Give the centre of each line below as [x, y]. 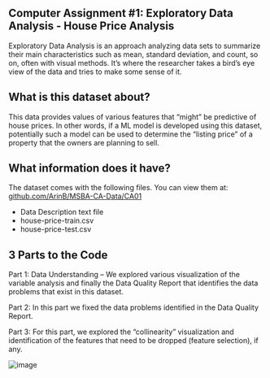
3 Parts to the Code [58, 255]
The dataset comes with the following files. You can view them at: [118, 188]
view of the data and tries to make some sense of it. [95, 72]
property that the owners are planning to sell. [84, 142]
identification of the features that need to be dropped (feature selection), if [133, 341]
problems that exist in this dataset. [66, 292]
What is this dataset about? [79, 97]
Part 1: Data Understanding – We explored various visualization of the [124, 275]
